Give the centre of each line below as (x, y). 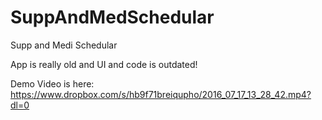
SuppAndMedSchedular (112, 17)
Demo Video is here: (52, 83)
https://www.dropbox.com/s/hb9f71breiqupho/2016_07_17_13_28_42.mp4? (161, 94)
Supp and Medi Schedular (64, 45)
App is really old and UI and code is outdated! (104, 64)
